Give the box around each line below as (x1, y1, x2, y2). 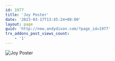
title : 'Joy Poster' (5, 12, 50, 17)
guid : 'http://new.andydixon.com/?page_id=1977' (5, 26, 111, 32)
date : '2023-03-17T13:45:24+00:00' (5, 17, 81, 22)
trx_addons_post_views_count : (5, 31, 70, 36)
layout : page (5, 21, 33, 27)
